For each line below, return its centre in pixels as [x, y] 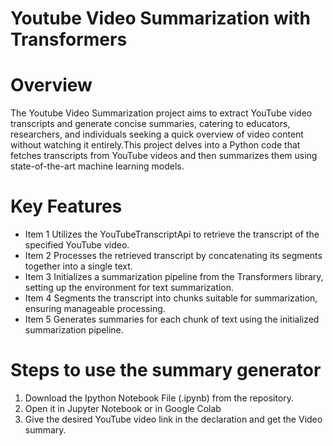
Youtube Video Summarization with [161, 18]
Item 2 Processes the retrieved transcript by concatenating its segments [173, 256]
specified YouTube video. [77, 245]
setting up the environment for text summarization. [129, 288]
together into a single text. [78, 266]
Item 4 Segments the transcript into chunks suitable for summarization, [171, 298]
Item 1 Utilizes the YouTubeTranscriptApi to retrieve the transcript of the [172, 234]
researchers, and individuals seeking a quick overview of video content [157, 134]
